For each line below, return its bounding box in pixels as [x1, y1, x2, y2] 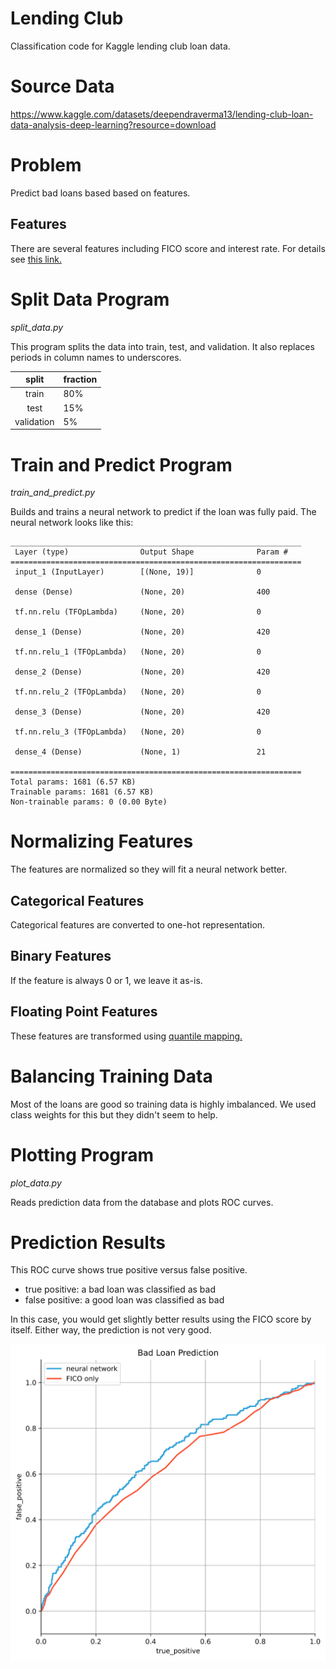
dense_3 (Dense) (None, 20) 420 [14, 707, 271, 717]
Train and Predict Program [10, 453, 233, 476]
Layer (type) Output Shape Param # [14, 547, 288, 557]
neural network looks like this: [10, 517, 134, 529]
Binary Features [10, 948, 112, 965]
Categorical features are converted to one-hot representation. [10, 919, 266, 931]
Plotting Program [10, 1143, 155, 1166]
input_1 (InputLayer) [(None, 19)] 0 [14, 567, 262, 577]
